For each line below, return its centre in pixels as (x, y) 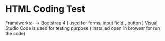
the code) (15, 33)
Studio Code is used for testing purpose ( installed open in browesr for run (83, 28)
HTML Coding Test (45, 9)
